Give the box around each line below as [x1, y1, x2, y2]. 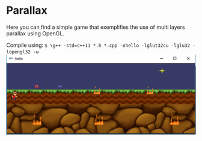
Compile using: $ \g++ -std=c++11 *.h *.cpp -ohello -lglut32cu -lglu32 [6, 41, 191, 49]
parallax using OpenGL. [6, 29, 64, 37]
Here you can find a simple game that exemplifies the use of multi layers [6, 23, 185, 31]
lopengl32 [6, 49, 31, 55]
